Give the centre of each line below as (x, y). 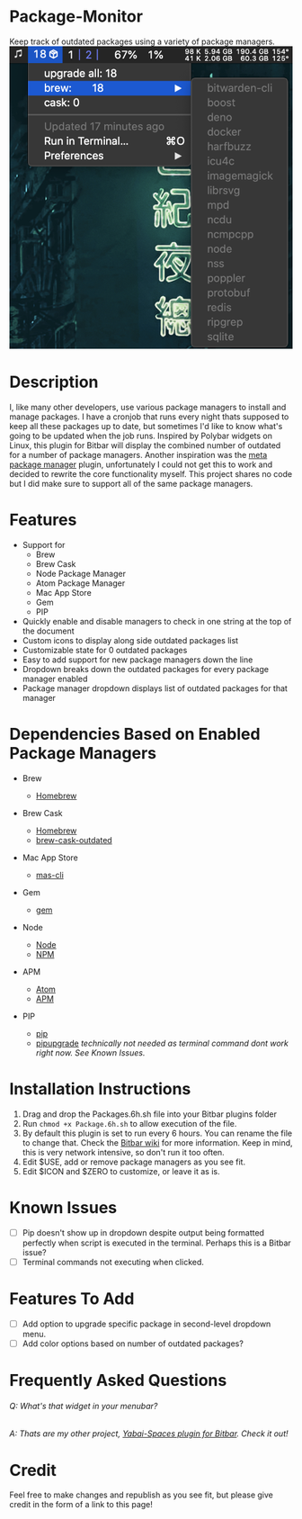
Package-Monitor (76, 17)
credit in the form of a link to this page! (81, 1505)
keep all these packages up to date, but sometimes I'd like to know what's (146, 427)
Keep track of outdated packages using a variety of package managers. (142, 41)
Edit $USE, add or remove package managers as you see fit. (133, 1162)
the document (48, 631)
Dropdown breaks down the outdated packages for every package (146, 670)
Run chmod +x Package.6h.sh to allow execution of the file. (129, 1123)
